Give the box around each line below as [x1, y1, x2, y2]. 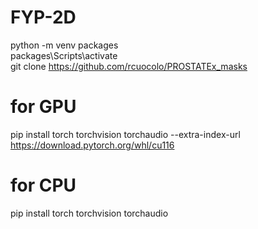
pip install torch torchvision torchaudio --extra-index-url [10, 128, 241, 140]
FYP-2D [10, 6, 77, 29]
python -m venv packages [10, 39, 119, 51]
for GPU [10, 96, 77, 118]
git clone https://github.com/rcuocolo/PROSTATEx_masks [10, 60, 248, 72]
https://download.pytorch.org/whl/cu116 [10, 139, 175, 151]
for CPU [10, 174, 77, 197]
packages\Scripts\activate [10, 49, 118, 61]
